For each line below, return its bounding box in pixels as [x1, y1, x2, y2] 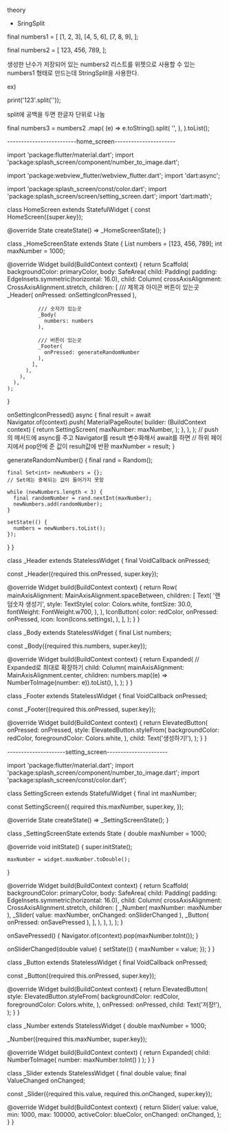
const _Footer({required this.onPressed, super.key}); [7, 705, 156, 713]
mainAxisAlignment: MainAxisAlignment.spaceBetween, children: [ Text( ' [7, 591, 215, 599]
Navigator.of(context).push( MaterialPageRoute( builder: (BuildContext [7, 418, 206, 426]
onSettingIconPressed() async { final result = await [7, 410, 151, 419]
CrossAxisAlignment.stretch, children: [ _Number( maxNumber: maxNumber [7, 904, 222, 911]
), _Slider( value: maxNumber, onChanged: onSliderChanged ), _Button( [7, 911, 209, 919]
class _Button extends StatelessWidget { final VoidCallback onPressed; [7, 958, 208, 966]
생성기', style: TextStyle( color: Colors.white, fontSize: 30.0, [25, 600, 193, 608]
